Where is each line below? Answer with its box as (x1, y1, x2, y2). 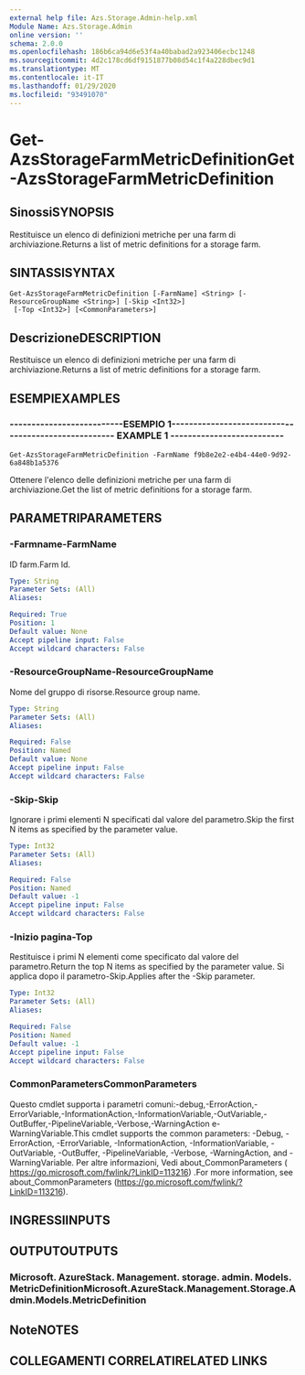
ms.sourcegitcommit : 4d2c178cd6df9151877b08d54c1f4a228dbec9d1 (9, 56, 256, 65)
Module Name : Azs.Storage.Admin (9, 22, 132, 31)
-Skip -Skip (9, 793, 59, 806)
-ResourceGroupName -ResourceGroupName (9, 665, 215, 678)
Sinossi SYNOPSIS (9, 205, 114, 220)
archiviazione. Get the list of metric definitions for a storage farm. (9, 484, 253, 495)
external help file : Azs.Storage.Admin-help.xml (9, 13, 198, 23)
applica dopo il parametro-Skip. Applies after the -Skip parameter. (9, 971, 256, 982)
